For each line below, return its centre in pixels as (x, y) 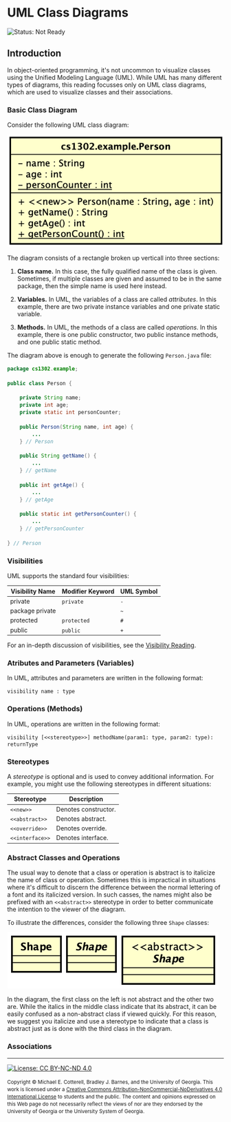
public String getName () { (58, 456)
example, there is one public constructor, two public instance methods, (118, 334)
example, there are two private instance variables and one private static (119, 306)
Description (86, 799)
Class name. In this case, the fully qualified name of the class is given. (117, 271)
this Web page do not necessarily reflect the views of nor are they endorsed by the (105, 1104)
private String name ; (50, 398)
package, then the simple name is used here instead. (92, 286)
